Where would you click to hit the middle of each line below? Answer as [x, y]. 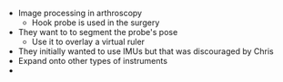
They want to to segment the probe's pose [98, 32]
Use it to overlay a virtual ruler [88, 41]
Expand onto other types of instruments [93, 61]
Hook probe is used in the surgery [96, 23]
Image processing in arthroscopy [80, 13]
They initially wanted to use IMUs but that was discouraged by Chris [146, 51]
